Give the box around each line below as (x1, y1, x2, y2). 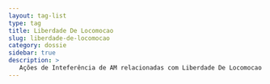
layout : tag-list (8, 11, 67, 20)
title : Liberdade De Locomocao (8, 26, 114, 34)
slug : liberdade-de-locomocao (8, 34, 111, 42)
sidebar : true (8, 49, 57, 57)
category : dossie (8, 42, 67, 50)
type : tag (8, 19, 42, 27)
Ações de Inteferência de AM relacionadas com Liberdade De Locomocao (19, 64, 263, 72)
